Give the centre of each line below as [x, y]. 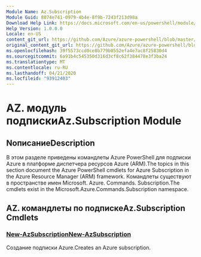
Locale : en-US [24, 34]
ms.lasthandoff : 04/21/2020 [41, 73]
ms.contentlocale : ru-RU [37, 67]
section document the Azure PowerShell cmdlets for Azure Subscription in [98, 170]
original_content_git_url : [40, 46]
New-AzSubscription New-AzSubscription [69, 234]
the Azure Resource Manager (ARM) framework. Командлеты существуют [99, 177]
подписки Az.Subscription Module [94, 121]
